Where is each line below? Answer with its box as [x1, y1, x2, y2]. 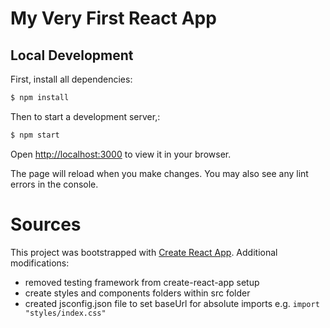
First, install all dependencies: [10, 73, 133, 85]
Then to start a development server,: [10, 110, 161, 122]
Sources [10, 213, 82, 236]
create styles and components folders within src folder [24, 287, 251, 299]
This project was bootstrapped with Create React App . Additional [10, 246, 278, 258]
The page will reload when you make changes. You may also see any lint [10, 167, 309, 179]
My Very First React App [10, 7, 217, 30]
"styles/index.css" [24, 308, 107, 318]
